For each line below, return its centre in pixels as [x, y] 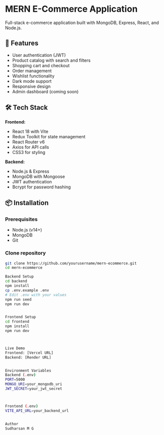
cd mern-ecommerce [24, 268]
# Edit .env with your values [36, 295]
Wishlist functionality [33, 76]
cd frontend [17, 322]
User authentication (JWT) [39, 55]
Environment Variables [28, 371]
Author [12, 424]
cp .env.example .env [27, 290]
